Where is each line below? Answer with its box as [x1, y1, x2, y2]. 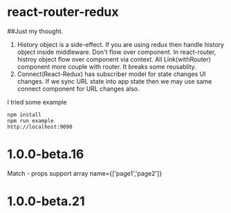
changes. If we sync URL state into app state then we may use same [17, 77, 212, 85]
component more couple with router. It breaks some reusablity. [17, 62, 197, 71]
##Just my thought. [7, 27, 64, 35]
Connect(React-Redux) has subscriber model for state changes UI [17, 70, 206, 78]
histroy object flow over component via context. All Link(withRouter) [17, 55, 211, 63]
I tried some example [7, 98, 67, 106]
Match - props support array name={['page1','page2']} [7, 169, 163, 177]
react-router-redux [7, 4, 119, 20]
